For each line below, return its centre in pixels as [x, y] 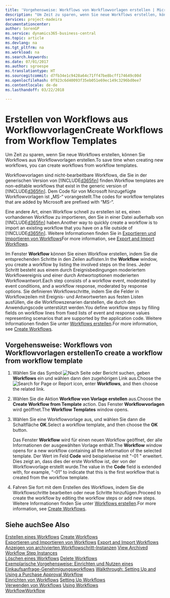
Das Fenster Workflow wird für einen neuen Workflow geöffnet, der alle [88, 440]
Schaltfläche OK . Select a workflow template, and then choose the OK [85, 425]
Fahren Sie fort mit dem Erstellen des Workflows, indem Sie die [78, 487]
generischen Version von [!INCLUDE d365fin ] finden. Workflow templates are [84, 180]
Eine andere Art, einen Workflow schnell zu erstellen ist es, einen [73, 212]
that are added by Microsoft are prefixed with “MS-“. [60, 202]
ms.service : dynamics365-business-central [51, 33]
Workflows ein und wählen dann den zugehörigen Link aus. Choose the [87, 378]
